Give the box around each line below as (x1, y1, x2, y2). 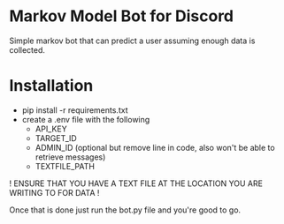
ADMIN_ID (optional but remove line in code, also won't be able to (35, 142, 276, 153)
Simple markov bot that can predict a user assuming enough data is (9, 35, 256, 46)
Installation (9, 76, 94, 96)
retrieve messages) (35, 152, 106, 162)
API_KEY (35, 123, 68, 134)
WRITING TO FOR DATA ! (9, 187, 100, 198)
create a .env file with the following (21, 114, 150, 124)
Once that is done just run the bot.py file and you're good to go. (9, 205, 242, 215)
